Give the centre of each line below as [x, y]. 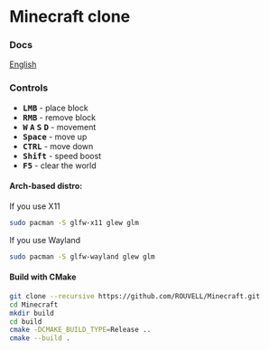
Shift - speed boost [62, 156]
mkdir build [32, 313]
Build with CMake [43, 277]
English [23, 64]
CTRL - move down [58, 146]
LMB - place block [55, 108]
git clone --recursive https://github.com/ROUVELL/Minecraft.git [134, 296]
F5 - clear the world [59, 166]
